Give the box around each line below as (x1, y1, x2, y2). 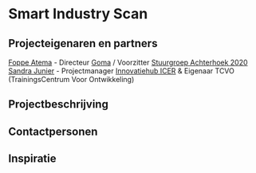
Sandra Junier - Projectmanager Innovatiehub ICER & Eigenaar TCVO (8, 66, 235, 76)
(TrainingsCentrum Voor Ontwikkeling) (8, 75, 135, 84)
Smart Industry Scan (8, 5, 148, 23)
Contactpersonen (8, 124, 98, 138)
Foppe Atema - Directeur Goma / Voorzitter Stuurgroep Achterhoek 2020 (8, 57, 249, 67)
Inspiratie (8, 152, 57, 166)
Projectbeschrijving (8, 97, 109, 112)
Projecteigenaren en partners (8, 37, 158, 50)
